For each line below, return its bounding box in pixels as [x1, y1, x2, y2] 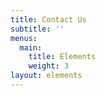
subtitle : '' [10, 24, 65, 34]
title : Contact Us [10, 14, 87, 25]
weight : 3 [28, 61, 70, 71]
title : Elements [28, 52, 97, 62]
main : [19, 42, 43, 53]
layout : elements [10, 71, 83, 81]
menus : [10, 33, 38, 43]
